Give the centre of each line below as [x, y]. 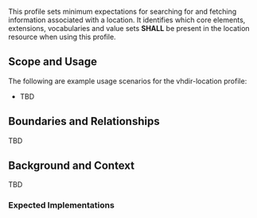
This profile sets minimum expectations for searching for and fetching [123, 12]
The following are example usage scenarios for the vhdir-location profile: [128, 81]
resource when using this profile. [62, 37]
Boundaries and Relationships [84, 121]
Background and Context [72, 166]
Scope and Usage [53, 62]
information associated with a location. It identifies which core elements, [127, 20]
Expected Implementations [62, 205]
